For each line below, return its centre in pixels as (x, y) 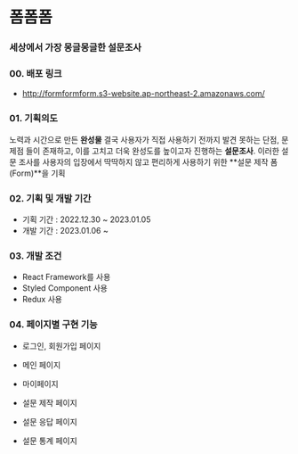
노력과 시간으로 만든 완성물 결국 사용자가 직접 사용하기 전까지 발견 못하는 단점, (145, 139)
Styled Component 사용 (65, 288)
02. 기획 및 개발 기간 (50, 198)
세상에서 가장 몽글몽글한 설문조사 (76, 47)
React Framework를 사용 (66, 277)
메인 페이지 (41, 365)
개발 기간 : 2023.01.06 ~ (65, 231)
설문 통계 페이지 (49, 441)
